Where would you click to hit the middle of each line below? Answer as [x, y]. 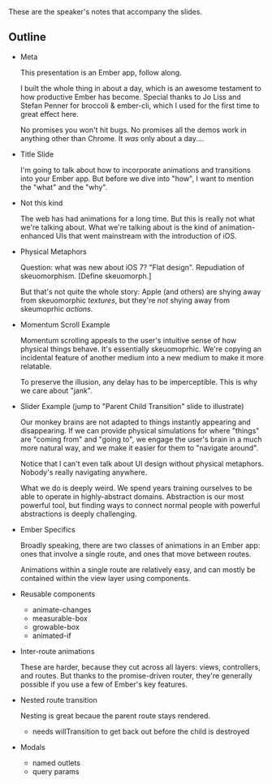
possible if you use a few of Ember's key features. [104, 684]
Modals [33, 747]
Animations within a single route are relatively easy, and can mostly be [138, 569]
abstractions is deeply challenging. [78, 514]
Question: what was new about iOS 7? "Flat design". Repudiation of [132, 267]
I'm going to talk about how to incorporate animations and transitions [135, 170]
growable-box [56, 627]
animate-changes [62, 610]
